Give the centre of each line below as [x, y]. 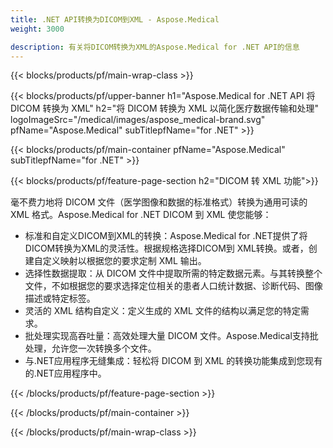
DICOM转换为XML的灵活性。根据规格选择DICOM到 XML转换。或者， [166, 248]
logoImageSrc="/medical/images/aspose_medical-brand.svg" [138, 120]
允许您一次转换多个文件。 [104, 348]
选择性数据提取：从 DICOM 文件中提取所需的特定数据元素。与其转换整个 [173, 273]
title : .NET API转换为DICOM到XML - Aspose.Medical [115, 19]
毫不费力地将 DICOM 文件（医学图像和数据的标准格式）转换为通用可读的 [159, 202]
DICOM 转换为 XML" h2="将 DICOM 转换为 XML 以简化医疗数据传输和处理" [165, 108]
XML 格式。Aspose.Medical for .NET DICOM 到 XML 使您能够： [141, 215]
